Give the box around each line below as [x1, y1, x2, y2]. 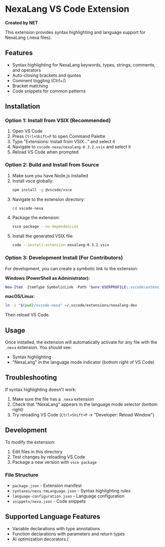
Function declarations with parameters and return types [12, 531, 125, 537]
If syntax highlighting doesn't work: [5, 386, 77, 392]
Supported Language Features [5, 513, 101, 521]
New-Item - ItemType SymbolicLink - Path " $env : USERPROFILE [5, 285, 126, 290]
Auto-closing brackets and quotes [12, 72, 82, 78]
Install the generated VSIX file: [12, 233, 74, 239]
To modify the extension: [5, 439, 55, 445]
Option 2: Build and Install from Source [5, 161, 99, 168]
